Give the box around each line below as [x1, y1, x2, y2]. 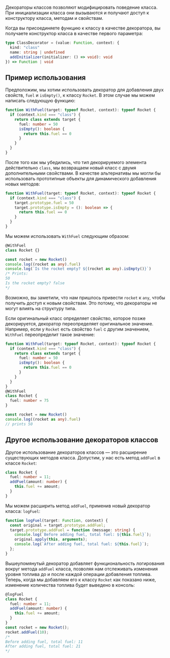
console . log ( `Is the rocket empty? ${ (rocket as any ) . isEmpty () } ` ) [5, 266, 152, 271]
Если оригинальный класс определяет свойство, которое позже [5, 315, 146, 321]
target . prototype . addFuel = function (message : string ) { [10, 527, 136, 533]
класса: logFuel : [5, 508, 41, 514]
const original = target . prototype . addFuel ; [10, 523, 106, 528]
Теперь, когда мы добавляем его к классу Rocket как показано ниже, [5, 577, 156, 583]
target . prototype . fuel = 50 [14, 200, 74, 205]
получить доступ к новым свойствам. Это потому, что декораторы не [5, 300, 158, 306]
